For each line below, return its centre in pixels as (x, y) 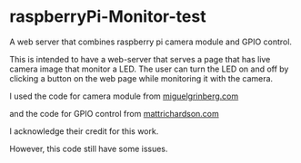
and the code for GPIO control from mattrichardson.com (115, 113)
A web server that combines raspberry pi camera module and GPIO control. (151, 42)
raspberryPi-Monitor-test (108, 17)
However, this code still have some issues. (89, 149)
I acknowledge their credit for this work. (84, 131)
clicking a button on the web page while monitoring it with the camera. (141, 78)
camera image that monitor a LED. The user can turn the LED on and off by (149, 69)
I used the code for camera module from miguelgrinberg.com (124, 96)
